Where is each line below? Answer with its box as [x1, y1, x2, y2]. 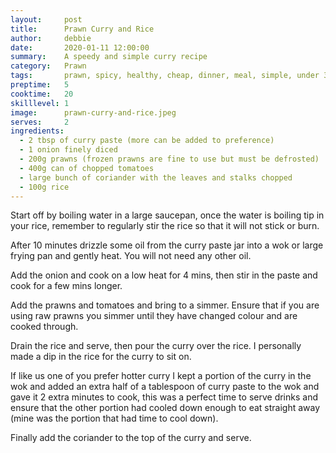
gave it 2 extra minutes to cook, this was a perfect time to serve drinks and [10, 391, 318, 403]
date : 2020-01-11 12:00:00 [10, 42, 150, 53]
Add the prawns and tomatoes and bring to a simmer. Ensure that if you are [10, 299, 320, 311]
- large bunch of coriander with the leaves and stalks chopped [19, 172, 293, 183]
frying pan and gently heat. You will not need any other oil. [10, 250, 252, 262]
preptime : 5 [10, 80, 70, 90]
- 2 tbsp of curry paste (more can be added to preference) [19, 136, 275, 146]
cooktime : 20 [10, 89, 74, 99]
